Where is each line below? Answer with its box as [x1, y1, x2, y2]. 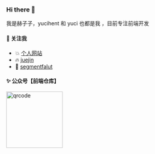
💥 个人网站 [14, 49, 43, 57]
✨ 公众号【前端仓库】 [6, 78, 59, 85]
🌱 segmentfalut [14, 63, 53, 70]
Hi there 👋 [6, 5, 36, 14]
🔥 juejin [14, 56, 34, 63]
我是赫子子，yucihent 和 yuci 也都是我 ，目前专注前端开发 [6, 20, 150, 27]
